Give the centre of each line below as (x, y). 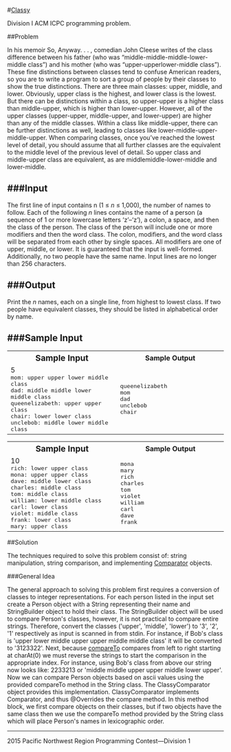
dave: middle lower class (51, 481)
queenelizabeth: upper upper (56, 404)
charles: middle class (46, 488)
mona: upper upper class (49, 475)
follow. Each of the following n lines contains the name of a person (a (105, 212)
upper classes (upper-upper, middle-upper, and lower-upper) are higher (109, 116)
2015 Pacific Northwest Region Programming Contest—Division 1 (99, 741)
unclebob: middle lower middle (59, 423)
